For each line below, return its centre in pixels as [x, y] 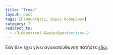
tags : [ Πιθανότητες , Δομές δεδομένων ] [46, 19]
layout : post [19, 14]
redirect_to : [19, 28]
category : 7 [18, 24]
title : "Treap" [21, 10]
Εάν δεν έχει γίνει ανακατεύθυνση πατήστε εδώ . [57, 47]
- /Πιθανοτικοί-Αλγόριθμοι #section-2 [49, 33]
